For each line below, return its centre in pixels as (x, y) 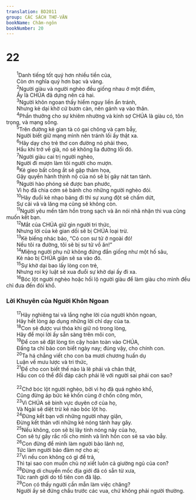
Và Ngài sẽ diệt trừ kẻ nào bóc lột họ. (62, 409)
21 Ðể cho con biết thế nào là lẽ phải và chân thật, (77, 369)
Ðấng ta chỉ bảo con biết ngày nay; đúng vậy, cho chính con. (91, 348)
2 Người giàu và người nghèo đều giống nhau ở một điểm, (86, 88)
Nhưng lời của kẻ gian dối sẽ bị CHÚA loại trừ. (73, 231)
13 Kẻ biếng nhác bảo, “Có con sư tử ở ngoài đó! (75, 238)
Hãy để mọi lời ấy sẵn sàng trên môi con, (67, 335)
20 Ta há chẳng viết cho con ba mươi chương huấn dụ (82, 355)
